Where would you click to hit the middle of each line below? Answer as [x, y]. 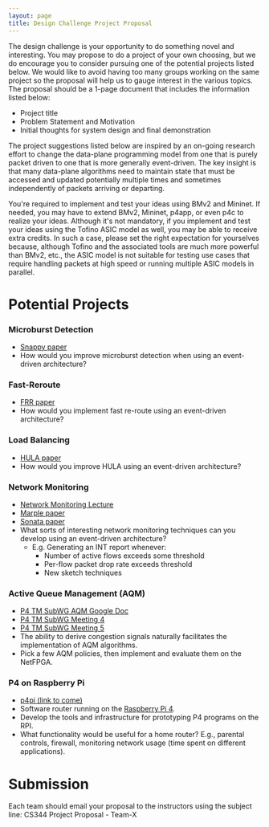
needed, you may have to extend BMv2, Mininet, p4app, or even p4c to [126, 212]
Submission [49, 784]
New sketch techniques [83, 572]
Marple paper [43, 513]
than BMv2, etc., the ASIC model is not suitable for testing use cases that [129, 255]
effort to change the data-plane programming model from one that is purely [133, 154]
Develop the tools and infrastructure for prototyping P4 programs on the [139, 717]
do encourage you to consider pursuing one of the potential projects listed [131, 63]
